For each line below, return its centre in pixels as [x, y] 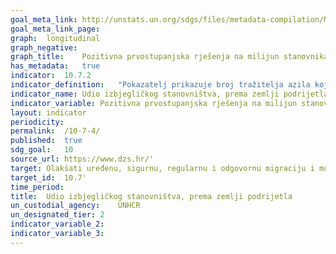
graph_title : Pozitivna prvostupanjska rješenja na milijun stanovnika [169, 57]
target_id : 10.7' [48, 177]
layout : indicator [48, 112]
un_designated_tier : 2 [57, 215]
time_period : [37, 187]
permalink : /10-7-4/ [55, 131]
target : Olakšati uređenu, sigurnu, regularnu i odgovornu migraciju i [162, 168]
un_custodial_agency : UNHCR [75, 206]
